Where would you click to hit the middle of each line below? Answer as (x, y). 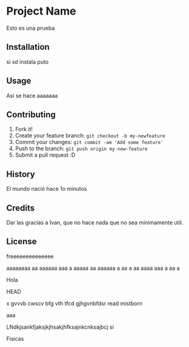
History (21, 174)
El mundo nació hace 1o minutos (47, 189)
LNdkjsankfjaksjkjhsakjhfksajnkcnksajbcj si (60, 327)
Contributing (31, 115)
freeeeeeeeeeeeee (30, 256)
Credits (21, 208)
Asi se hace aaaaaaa (32, 95)
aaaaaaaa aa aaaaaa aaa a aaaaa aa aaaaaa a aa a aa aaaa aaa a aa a (93, 268)
